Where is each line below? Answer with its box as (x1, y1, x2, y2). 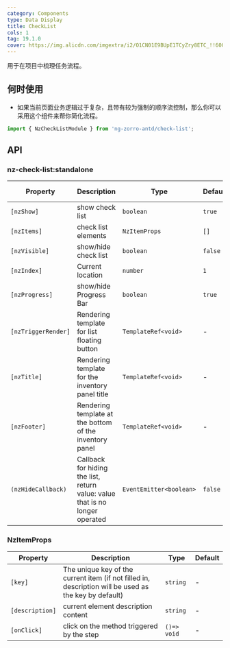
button (77, 344, 98, 354)
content (62, 610, 88, 619)
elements (77, 231, 107, 241)
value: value (77, 489, 116, 499)
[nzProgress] (10, 291, 53, 299)
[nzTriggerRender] (10, 328, 71, 336)
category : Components (7, 10, 69, 17)
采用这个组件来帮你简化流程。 (16, 111, 101, 120)
